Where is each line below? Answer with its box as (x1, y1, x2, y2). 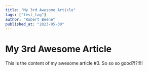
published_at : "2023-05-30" (5, 21, 65, 27)
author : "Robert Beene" (5, 17, 56, 22)
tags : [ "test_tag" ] (5, 12, 47, 17)
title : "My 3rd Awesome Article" (5, 7, 76, 13)
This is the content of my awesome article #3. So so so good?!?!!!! (5, 60, 143, 66)
